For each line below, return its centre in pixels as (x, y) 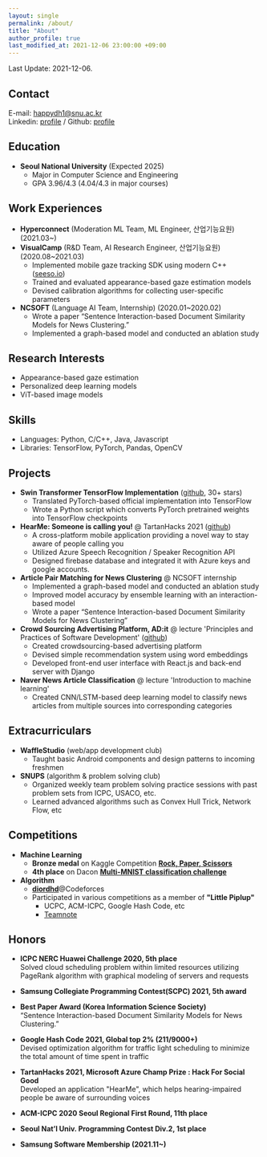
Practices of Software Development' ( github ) (94, 638)
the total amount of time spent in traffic (85, 1057)
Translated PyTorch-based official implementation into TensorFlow (142, 501)
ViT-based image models (61, 395)
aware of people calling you (78, 544)
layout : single (34, 16)
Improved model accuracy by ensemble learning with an (125, 595)
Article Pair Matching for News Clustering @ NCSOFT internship (128, 578)
